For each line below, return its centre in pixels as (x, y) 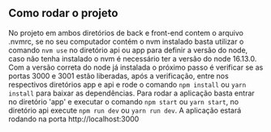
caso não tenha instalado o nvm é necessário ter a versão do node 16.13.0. (133, 58)
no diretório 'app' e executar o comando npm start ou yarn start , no (124, 101)
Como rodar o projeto (63, 13)
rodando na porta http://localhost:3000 (74, 119)
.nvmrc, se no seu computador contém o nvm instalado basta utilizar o (126, 41)
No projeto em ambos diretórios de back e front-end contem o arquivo (126, 32)
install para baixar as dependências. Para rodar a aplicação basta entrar (132, 93)
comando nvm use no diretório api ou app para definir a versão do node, (128, 50)
